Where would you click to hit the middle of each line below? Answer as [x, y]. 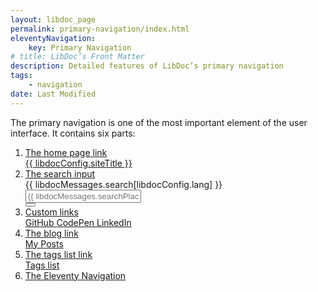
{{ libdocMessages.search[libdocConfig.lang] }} [123, 184]
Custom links [51, 212]
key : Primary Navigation [80, 47]
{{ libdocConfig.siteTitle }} [78, 163]
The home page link [66, 152]
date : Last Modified [53, 94]
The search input [60, 173]
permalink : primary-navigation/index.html [100, 29]
